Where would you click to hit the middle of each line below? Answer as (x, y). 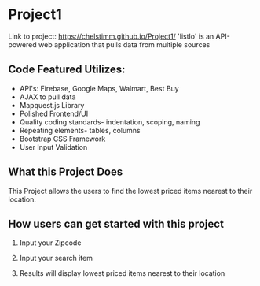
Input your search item (56, 258)
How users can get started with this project (116, 223)
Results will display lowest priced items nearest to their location (122, 273)
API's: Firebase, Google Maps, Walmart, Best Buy (99, 88)
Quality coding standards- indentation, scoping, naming (110, 122)
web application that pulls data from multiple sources (124, 44)
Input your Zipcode (50, 243)
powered (22, 44)
